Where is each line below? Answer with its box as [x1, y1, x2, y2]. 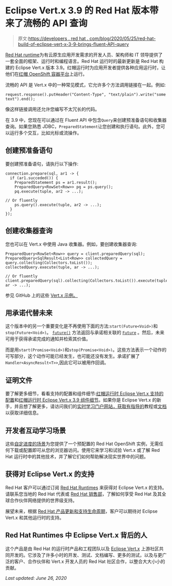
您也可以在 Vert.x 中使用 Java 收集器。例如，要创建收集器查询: [5, 241, 137, 247]
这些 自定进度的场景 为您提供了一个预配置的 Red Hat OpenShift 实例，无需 [5, 441, 159, 447]
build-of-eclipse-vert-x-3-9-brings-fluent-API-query [17, 41, 129, 47]
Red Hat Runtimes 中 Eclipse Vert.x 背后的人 [5, 531, 147, 540]
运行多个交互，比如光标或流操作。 [9, 129, 82, 136]
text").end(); [5, 96, 36, 101]
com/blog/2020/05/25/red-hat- [89, 35, 156, 41]
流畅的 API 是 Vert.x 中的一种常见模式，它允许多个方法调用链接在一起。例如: [5, 81, 166, 88]
